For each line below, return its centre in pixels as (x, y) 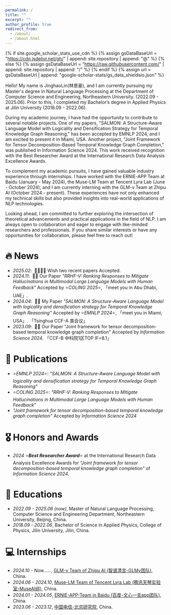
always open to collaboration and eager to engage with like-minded (77, 224)
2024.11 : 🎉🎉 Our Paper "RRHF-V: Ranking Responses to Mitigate (81, 276)
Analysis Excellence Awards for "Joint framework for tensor (75, 463)
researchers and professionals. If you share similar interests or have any (81, 230)
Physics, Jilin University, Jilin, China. (51, 530)
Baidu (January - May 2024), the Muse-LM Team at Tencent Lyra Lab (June (85, 182)
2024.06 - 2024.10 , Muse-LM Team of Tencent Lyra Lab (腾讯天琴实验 (87, 582)
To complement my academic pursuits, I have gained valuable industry (80, 171)
